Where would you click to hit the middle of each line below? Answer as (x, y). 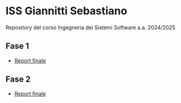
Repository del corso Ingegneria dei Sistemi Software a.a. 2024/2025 (90, 27)
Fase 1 (17, 46)
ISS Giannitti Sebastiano (66, 11)
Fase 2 (18, 79)
